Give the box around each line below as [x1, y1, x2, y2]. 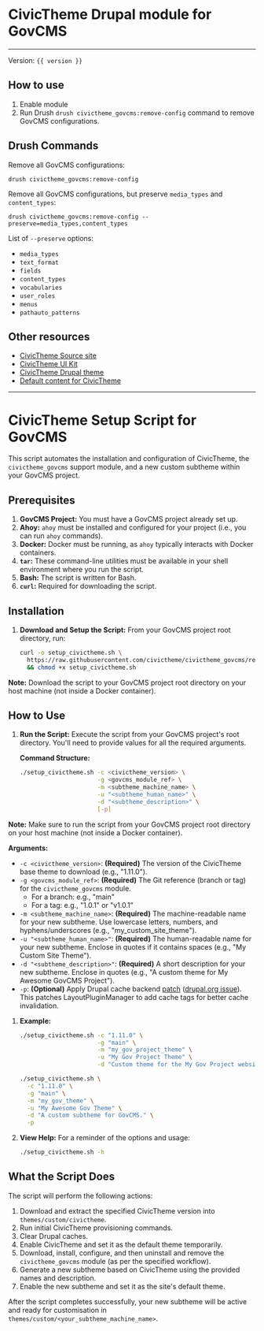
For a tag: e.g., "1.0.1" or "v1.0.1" [31, 900, 134, 909]
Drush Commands [8, 139, 99, 153]
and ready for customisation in [8, 1305, 108, 1314]
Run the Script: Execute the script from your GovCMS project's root [19, 730, 240, 739]
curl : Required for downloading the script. [19, 582, 157, 591]
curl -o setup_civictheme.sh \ [19, 649, 123, 656]
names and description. [19, 1273, 97, 1282]
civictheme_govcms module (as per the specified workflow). [19, 1256, 211, 1266]
